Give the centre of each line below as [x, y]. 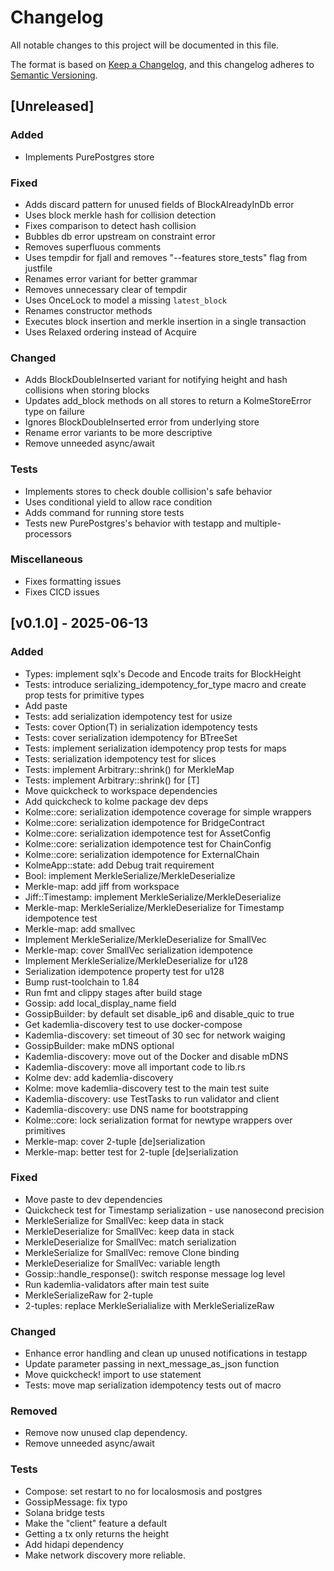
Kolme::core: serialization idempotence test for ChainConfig [148, 843]
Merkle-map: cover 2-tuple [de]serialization [115, 1141]
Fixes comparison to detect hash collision [110, 225]
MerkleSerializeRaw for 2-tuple [89, 1295]
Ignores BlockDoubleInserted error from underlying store [142, 422]
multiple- [263, 523]
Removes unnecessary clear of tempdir [106, 289]
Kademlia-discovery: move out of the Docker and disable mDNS [156, 1056]
